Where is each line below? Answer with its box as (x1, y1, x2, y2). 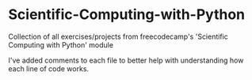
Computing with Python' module (8, 40, 113, 49)
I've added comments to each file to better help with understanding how (8, 55, 244, 65)
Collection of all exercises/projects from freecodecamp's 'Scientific (8, 32, 228, 41)
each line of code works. (8, 63, 90, 73)
